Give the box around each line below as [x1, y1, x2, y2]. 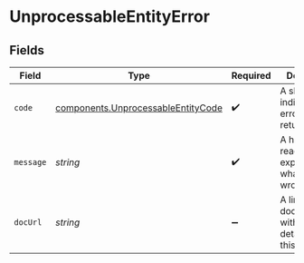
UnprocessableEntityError [9, 6, 211, 27]
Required [231, 70, 271, 82]
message [14, 157, 47, 167]
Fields [9, 43, 45, 58]
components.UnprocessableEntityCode [55, 102, 223, 114]
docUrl [14, 218, 43, 228]
